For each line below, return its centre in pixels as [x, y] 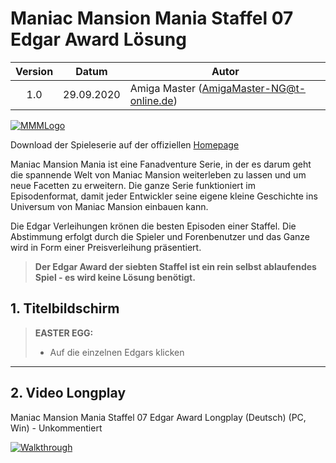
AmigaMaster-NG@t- [254, 88]
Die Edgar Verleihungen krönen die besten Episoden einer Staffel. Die [153, 226]
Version [34, 71]
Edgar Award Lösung [98, 39]
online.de [151, 100]
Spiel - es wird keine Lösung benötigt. [115, 277]
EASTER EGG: [64, 333]
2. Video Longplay [68, 393]
